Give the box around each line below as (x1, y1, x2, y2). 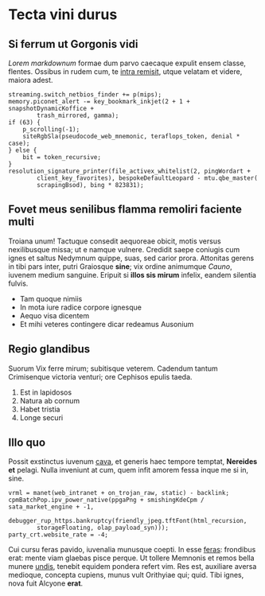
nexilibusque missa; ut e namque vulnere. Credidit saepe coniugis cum (8, 244, 240, 254)
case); (8, 139, 30, 147)
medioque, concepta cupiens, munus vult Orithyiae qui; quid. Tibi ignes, (8, 571, 244, 580)
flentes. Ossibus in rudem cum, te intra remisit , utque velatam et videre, (8, 67, 243, 76)
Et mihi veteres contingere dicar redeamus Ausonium (19, 319, 194, 329)
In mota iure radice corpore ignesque (19, 302, 142, 312)
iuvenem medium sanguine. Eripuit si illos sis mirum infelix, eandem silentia (8, 270, 257, 279)
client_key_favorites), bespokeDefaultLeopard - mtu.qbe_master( (37, 174, 259, 182)
